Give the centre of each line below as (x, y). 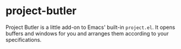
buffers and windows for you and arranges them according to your (87, 33)
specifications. (24, 40)
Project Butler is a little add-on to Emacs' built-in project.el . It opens (90, 27)
